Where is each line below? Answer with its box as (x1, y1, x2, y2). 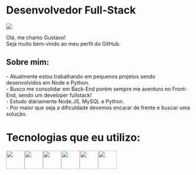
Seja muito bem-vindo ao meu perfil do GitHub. (6, 40, 121, 47)
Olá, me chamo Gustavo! (6, 33, 66, 41)
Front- (172, 85, 187, 92)
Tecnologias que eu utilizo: (6, 130, 141, 144)
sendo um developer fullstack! (18, 92, 92, 99)
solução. (6, 110, 27, 117)
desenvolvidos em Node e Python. (6, 79, 90, 86)
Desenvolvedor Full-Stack (6, 4, 137, 17)
